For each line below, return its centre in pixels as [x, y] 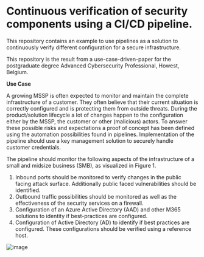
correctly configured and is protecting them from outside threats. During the [102, 108]
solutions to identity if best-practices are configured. [81, 216]
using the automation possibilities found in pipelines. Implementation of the [100, 134]
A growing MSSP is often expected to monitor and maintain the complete [97, 95]
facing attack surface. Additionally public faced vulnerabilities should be [106, 183]
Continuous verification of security [97, 11]
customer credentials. [33, 147]
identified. [28, 190]
